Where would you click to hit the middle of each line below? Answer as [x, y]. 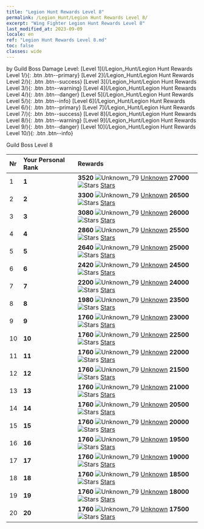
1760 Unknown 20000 [134, 422]
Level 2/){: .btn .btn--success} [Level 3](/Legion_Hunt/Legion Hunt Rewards [101, 81]
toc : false [20, 46]
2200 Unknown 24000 [134, 282]
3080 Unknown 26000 [134, 212]
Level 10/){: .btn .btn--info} [40, 133]
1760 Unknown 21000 [134, 387]
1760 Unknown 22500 [134, 334]
